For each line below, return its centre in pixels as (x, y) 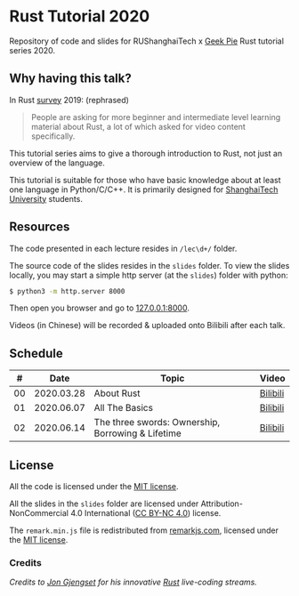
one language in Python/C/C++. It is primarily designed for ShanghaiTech (144, 189)
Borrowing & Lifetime (138, 433)
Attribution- (222, 503)
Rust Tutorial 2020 (80, 16)
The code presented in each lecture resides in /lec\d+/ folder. (123, 248)
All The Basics (124, 408)
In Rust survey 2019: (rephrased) (69, 100)
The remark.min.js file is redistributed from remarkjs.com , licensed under (144, 530)
